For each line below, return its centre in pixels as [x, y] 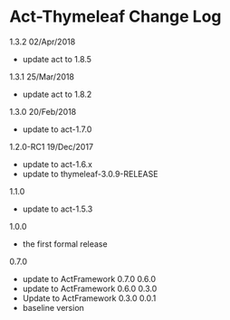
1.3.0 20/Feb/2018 [43, 111]
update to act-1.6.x [57, 164]
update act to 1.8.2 [57, 94]
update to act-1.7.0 [57, 129]
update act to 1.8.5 [57, 59]
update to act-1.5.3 [57, 209]
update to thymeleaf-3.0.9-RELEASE [90, 174]
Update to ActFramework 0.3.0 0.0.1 [89, 298]
